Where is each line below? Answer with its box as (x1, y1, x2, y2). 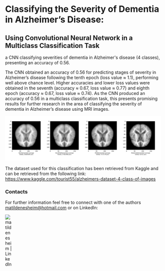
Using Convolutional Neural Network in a (5, 34, 133, 42)
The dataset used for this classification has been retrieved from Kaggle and (5, 165, 159, 171)
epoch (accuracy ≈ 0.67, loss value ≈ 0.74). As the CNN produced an (5, 90, 145, 96)
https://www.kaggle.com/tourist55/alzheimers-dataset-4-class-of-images (5, 176, 156, 181)
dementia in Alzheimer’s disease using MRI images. (5, 106, 110, 112)
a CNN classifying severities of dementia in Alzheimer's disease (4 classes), (5, 54, 160, 60)
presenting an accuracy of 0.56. (5, 60, 70, 65)
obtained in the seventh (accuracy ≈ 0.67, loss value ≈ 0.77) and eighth (5, 85, 150, 91)
